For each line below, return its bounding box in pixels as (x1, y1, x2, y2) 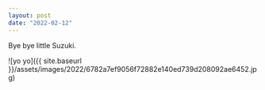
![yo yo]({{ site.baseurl (8, 56, 82, 66)
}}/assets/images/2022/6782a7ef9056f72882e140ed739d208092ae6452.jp (8, 64, 258, 73)
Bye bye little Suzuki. (8, 40, 77, 50)
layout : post (8, 11, 52, 20)
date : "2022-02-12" (8, 19, 73, 27)
